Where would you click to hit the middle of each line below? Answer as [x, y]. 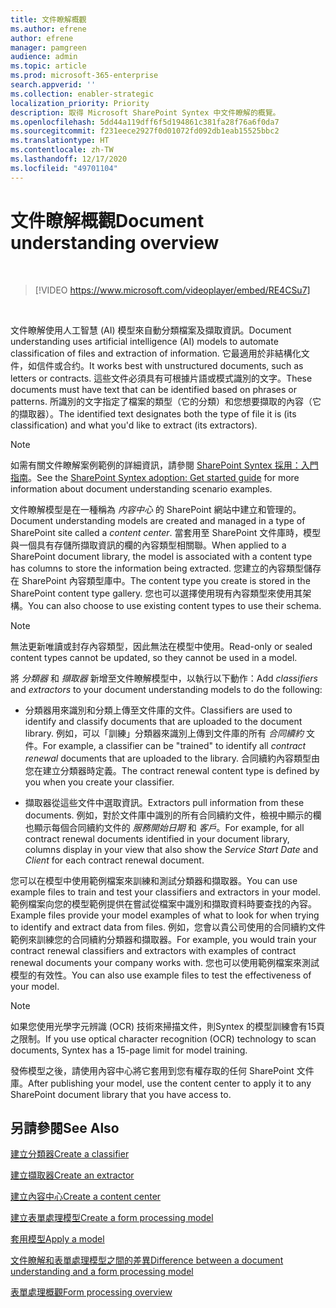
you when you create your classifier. [99, 782]
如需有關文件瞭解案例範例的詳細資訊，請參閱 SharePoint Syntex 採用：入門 [164, 465]
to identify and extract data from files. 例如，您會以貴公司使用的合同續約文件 [168, 927]
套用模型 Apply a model [57, 1239]
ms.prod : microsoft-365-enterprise [84, 76]
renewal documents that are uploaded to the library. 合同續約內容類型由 [172, 758]
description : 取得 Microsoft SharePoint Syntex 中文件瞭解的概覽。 [145, 112]
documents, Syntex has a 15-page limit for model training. [129, 1050]
